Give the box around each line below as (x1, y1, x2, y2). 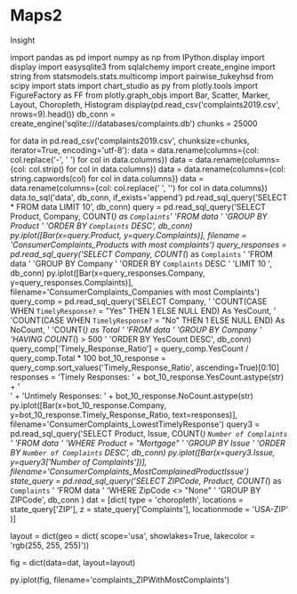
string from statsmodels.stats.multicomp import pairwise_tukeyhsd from (10, 70, 274, 81)
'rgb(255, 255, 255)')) (10, 540, 90, 550)
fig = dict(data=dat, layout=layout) (10, 557, 136, 567)
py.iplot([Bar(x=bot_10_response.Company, (10, 399, 167, 410)
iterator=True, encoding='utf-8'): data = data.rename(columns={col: (10, 144, 260, 156)
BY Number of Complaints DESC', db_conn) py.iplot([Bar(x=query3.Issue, (10, 446, 276, 458)
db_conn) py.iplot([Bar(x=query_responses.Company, (10, 268, 205, 278)
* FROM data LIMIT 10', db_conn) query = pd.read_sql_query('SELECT (10, 201, 266, 212)
